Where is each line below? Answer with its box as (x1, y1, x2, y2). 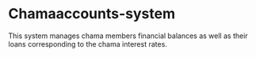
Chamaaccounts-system (8, 5, 176, 23)
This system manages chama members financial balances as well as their (8, 31, 248, 40)
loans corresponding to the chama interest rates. (8, 39, 168, 48)
